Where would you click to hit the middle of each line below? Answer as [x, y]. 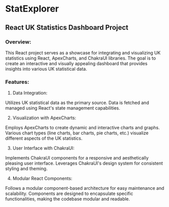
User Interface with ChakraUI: [43, 148]
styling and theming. [26, 169]
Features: [17, 82]
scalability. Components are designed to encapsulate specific [69, 194]
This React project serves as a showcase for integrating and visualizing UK [83, 53]
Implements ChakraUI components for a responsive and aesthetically [77, 158]
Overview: [18, 42]
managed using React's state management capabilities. [63, 108]
